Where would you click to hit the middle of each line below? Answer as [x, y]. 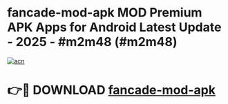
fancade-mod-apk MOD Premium [105, 13]
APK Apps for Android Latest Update [114, 27]
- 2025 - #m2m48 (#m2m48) [92, 42]
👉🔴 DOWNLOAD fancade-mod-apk [112, 90]
